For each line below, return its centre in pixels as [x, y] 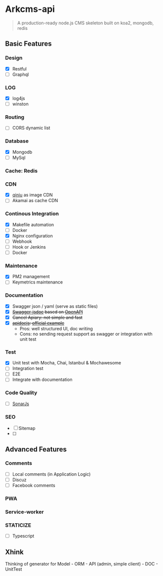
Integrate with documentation [42, 380]
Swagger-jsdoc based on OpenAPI [47, 312]
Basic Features [28, 44]
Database [17, 141]
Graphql [20, 74]
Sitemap [27, 429]
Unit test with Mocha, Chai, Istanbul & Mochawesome [67, 363]
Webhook [22, 241]
